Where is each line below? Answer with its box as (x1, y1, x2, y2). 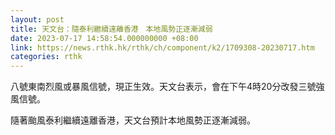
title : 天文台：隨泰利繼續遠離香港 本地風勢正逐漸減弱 (10, 24, 213, 34)
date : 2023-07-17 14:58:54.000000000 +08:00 (10, 33, 199, 43)
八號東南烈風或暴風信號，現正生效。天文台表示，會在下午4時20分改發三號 (10, 81, 317, 93)
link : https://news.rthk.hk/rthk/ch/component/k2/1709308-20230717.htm (10, 42, 315, 53)
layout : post (10, 14, 65, 25)
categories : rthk (10, 52, 83, 62)
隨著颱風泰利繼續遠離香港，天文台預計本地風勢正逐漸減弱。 (10, 114, 256, 126)
